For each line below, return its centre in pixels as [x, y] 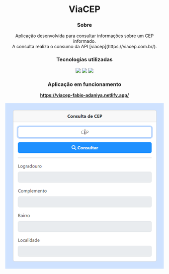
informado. [84, 41]
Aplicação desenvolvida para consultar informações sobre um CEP [84, 36]
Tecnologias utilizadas [84, 60]
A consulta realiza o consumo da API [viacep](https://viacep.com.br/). [84, 47]
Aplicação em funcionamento [84, 84]
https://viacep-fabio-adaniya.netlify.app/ [84, 95]
